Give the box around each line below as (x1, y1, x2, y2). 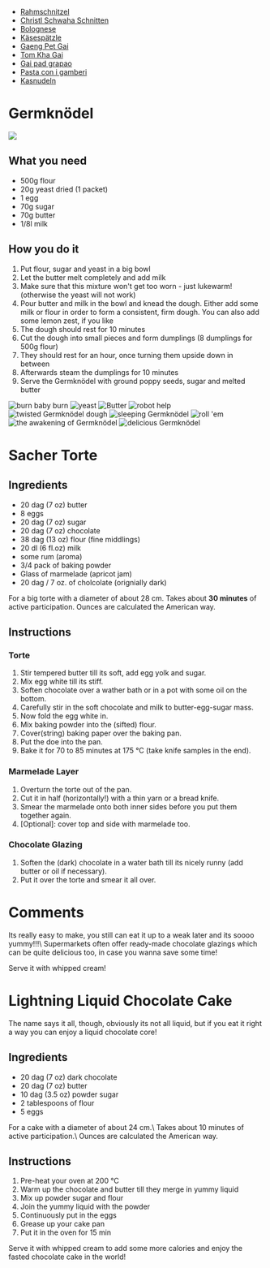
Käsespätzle (19, 32, 62, 42)
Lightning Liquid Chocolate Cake (8, 991, 233, 1010)
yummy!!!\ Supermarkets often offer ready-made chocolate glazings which (8, 938, 258, 948)
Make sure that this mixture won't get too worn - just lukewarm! (19, 281, 233, 291)
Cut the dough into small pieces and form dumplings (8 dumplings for (19, 333, 253, 343)
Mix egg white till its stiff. (19, 677, 104, 687)
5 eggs (19, 1106, 44, 1116)
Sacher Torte (8, 446, 98, 464)
